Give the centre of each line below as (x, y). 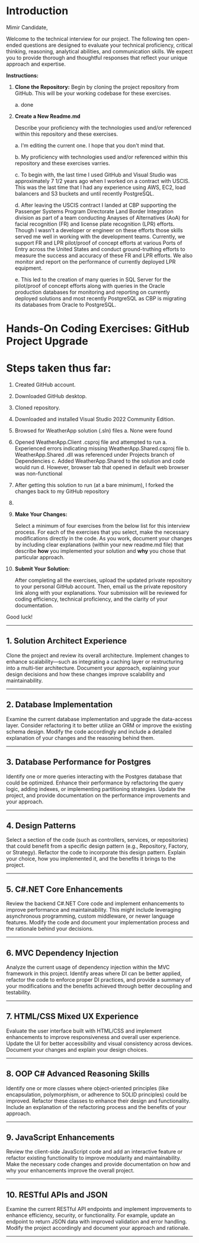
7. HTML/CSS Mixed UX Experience (73, 1016)
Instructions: (23, 75)
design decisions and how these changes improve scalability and (86, 674)
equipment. (29, 268)
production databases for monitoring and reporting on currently (92, 292)
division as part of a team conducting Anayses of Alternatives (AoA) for (102, 217)
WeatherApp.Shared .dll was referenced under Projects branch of (94, 455)
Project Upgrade (47, 341)
